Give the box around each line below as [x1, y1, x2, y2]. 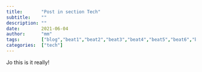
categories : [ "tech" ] [6, 43, 63, 49]
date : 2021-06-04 [6, 25, 69, 32]
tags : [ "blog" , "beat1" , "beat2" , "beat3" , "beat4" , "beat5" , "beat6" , [6, 37, 192, 43]
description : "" [6, 20, 47, 26]
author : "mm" [6, 31, 52, 37]
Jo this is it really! [6, 58, 50, 66]
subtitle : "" [6, 14, 47, 20]
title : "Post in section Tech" [6, 8, 101, 15]
